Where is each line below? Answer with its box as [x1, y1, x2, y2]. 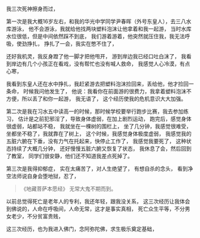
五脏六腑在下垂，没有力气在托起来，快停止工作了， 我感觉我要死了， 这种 [6, 137, 186, 145]
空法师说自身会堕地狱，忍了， [6, 173, 79, 180]
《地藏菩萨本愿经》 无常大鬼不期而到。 [20, 185, 117, 192]
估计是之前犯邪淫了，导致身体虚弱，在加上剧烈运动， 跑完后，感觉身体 [17, 115, 192, 122]
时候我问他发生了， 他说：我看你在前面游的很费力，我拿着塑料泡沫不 [23, 88, 192, 95]
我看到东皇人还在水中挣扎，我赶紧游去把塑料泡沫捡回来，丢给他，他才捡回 [6, 80, 189, 87]
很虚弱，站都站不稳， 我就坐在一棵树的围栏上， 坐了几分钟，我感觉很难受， [6, 123, 192, 130]
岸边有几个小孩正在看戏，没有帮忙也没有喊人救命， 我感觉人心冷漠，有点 [11, 60, 190, 67]
